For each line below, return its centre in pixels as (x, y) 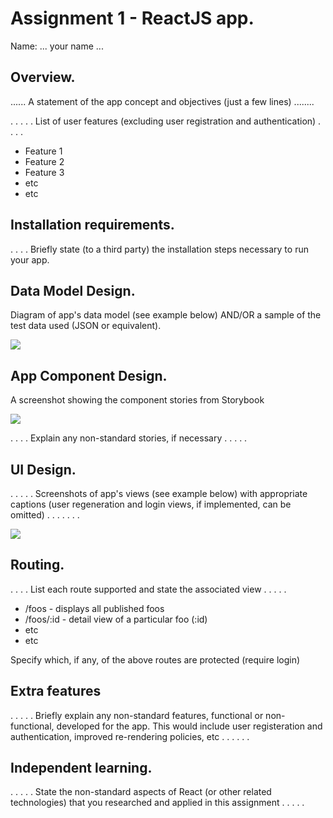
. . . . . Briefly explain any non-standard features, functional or (137, 715)
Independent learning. (81, 768)
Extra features (56, 691)
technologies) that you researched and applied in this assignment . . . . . (157, 803)
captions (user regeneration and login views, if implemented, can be (151, 504)
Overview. (43, 77)
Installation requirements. (92, 225)
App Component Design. (89, 375)
